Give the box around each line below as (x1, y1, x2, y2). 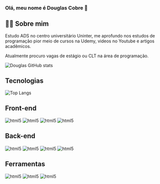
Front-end (5, 104, 37, 112)
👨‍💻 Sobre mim (5, 20, 49, 28)
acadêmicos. (5, 43, 31, 49)
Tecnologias (5, 76, 44, 85)
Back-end (5, 132, 36, 140)
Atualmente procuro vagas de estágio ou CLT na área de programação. (5, 53, 149, 59)
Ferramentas (5, 160, 45, 168)
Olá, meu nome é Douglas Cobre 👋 (5, 4, 88, 11)
